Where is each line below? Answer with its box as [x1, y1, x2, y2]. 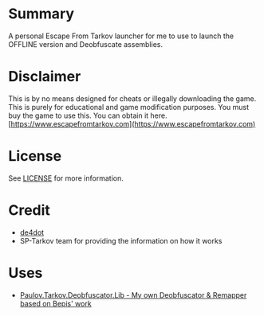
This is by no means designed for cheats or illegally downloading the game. [8, 93, 257, 103]
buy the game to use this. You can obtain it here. [8, 111, 167, 120]
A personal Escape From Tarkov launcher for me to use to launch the [8, 31, 234, 41]
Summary [8, 5, 74, 23]
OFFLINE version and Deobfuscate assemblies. [8, 39, 164, 49]
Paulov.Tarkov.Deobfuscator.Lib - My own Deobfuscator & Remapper [19, 290, 247, 299]
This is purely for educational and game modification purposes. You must [8, 102, 250, 111]
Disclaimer [8, 68, 81, 86]
